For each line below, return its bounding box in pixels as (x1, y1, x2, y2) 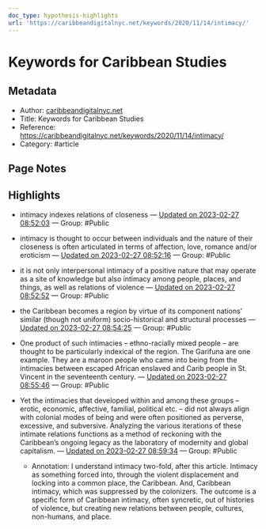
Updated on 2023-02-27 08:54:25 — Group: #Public (19, 323, 192, 332)
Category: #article (19, 139, 79, 149)
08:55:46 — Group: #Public (19, 380, 109, 390)
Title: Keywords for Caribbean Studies (19, 114, 144, 123)
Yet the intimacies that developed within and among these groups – (19, 395, 239, 405)
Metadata (8, 85, 57, 98)
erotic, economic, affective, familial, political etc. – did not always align (19, 404, 250, 414)
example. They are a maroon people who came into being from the (19, 355, 237, 365)
